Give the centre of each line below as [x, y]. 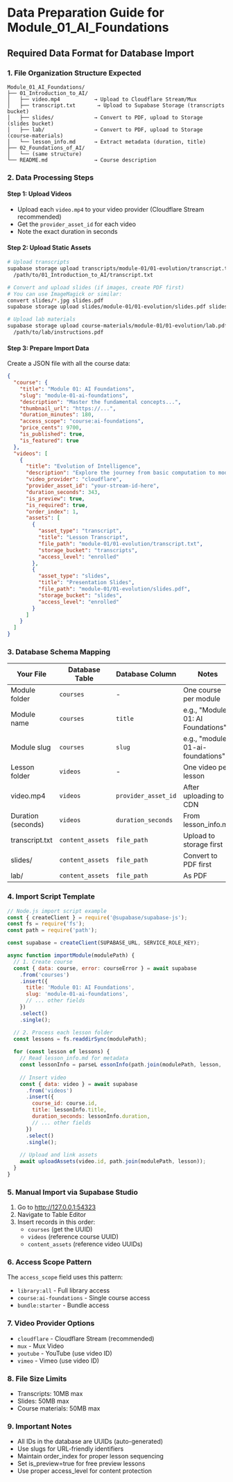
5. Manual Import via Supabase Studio [73, 1192]
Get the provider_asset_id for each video [77, 224]
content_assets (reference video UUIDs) [85, 1244]
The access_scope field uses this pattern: [65, 1277]
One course [202, 690]
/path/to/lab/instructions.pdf [59, 332]
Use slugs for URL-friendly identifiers [70, 1449]
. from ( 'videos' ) [49, 1091]
